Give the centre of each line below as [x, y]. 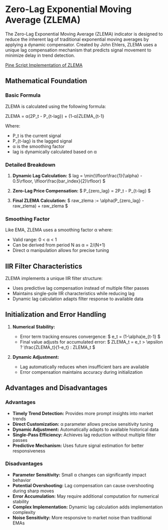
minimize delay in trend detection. [40, 55]
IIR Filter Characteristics [44, 266]
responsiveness [29, 451]
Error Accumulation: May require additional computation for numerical [86, 496]
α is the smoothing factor [39, 146]
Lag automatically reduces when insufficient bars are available [85, 367]
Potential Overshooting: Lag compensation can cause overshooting [83, 485]
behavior [22, 480]
